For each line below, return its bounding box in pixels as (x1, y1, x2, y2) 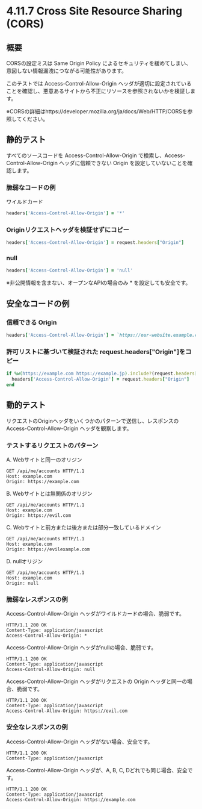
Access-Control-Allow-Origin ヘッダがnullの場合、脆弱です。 (6, 644, 157, 651)
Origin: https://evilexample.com (6, 546, 90, 552)
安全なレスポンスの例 (6, 723, 68, 731)
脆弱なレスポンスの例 (6, 595, 68, 604)
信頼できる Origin (6, 318, 57, 326)
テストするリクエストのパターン (6, 441, 99, 449)
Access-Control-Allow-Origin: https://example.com (6, 796, 136, 802)
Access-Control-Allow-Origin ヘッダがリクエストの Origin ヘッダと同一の (6, 678, 188, 685)
